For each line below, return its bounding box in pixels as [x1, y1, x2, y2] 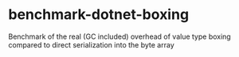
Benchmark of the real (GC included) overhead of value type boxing [8, 32, 231, 41]
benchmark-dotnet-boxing [8, 6, 190, 24]
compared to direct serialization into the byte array [8, 40, 175, 49]
